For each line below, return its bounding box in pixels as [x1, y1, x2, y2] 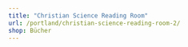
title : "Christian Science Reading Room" [8, 11, 149, 20]
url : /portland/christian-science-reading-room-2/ [8, 19, 181, 27]
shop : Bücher [8, 26, 52, 34]
